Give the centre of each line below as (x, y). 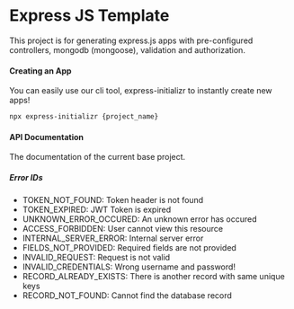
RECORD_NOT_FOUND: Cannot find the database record (127, 296)
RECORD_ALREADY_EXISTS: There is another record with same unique (153, 277)
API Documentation (46, 137)
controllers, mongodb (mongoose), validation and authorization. (127, 49)
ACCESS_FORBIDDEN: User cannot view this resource (122, 229)
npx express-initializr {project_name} (84, 117)
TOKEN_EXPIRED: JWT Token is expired (97, 210)
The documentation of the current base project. (98, 157)
